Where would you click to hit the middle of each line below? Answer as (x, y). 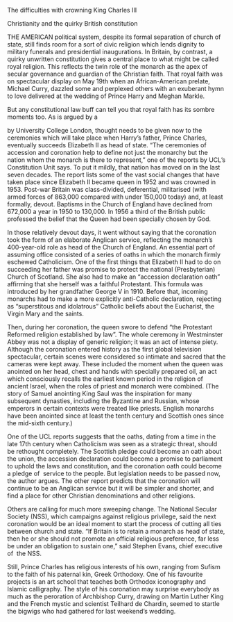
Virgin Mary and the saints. (46, 313)
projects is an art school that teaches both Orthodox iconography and (107, 582)
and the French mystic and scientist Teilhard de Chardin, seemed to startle (113, 604)
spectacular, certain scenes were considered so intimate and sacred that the (116, 357)
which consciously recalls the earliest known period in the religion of (105, 379)
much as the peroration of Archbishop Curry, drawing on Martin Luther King (115, 596)
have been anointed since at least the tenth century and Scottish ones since (115, 416)
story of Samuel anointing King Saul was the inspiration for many (100, 393)
